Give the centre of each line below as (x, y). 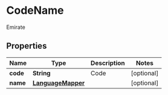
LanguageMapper (59, 83)
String (41, 73)
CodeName (35, 11)
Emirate (16, 27)
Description (108, 63)
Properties (27, 46)
